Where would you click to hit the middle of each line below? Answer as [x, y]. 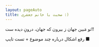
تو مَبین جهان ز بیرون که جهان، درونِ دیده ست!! [50, 29]
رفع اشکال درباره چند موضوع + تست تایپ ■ [47, 39]
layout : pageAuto [24, 10]
